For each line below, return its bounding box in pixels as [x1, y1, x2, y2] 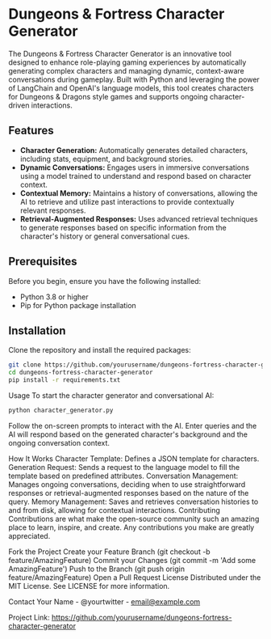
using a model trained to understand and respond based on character [19, 171, 252, 180]
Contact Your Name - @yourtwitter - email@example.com [8, 596, 201, 607]
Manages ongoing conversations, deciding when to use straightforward [8, 479, 246, 489]
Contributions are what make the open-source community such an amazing [8, 514, 260, 523]
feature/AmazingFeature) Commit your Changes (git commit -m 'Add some [8, 555, 256, 565]
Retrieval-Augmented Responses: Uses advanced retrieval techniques [19, 214, 258, 223]
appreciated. [8, 531, 51, 540]
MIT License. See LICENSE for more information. [8, 581, 170, 590]
